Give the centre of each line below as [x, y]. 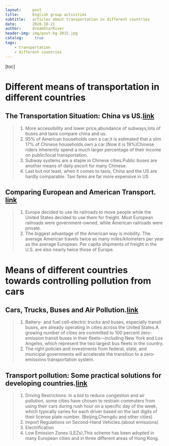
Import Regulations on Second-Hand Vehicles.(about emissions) [92, 422]
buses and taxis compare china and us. [66, 134]
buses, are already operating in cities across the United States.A [92, 328]
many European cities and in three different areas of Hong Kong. [92, 438]
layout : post [23, 10]
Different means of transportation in [82, 87]
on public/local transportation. [57, 155]
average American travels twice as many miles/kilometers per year [94, 239]
